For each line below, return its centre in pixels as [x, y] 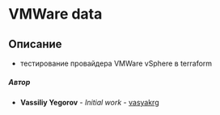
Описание [35, 44]
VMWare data [55, 14]
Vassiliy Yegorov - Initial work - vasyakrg [89, 102]
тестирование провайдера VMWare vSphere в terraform [116, 63]
